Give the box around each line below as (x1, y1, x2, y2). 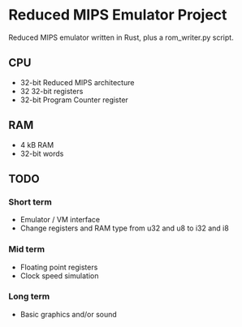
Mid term (8, 243, 45, 255)
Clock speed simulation (19, 270, 99, 281)
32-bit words (19, 148, 64, 158)
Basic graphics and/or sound (19, 309, 118, 319)
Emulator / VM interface (19, 215, 101, 225)
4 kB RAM (19, 140, 54, 149)
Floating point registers (19, 262, 98, 272)
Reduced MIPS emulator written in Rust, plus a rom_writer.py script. (8, 32, 234, 42)
